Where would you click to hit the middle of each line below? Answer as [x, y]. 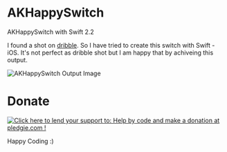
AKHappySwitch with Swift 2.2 [51, 32]
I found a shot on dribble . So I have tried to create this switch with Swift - [111, 45]
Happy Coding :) [30, 141]
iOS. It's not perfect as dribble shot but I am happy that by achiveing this [110, 53]
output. [17, 59]
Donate [28, 101]
